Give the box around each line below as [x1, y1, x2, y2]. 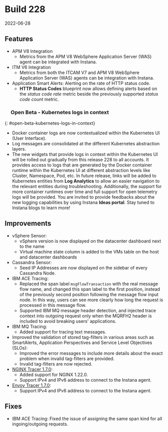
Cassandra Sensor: [12, 259, 52, 265]
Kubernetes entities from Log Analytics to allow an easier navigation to [12, 178, 160, 184]
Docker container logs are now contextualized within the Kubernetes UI [12, 130, 160, 136]
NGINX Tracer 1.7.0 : [12, 366, 53, 372]
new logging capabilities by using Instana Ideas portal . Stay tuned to [12, 200, 154, 206]
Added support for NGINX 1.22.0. [19, 371, 89, 378]
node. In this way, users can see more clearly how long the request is [19, 297, 163, 303]
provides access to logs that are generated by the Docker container [12, 162, 152, 168]
